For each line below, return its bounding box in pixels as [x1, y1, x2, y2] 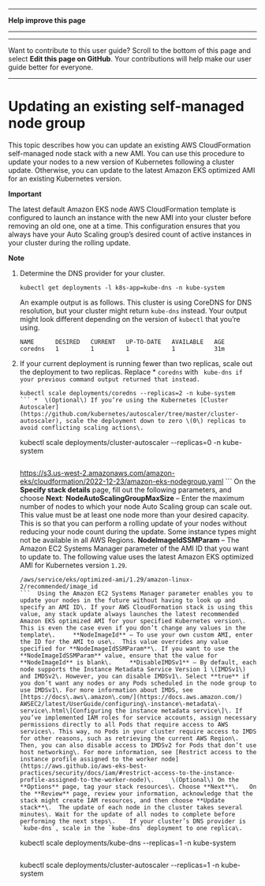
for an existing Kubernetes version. [8, 174, 122, 183]
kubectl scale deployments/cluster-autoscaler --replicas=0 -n [19, 437, 222, 447]
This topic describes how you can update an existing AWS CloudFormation [8, 140, 251, 150]
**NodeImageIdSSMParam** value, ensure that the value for [19, 652, 218, 660]
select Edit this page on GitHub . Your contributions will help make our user [8, 54, 252, 63]
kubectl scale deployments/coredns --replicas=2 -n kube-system [19, 389, 236, 397]
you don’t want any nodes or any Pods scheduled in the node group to [19, 679, 257, 687]
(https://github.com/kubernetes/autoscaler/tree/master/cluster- [19, 409, 239, 418]
